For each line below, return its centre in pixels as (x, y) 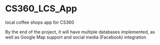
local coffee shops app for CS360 (40, 22)
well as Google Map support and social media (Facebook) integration (76, 37)
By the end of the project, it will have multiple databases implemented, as (80, 32)
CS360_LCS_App (41, 9)
